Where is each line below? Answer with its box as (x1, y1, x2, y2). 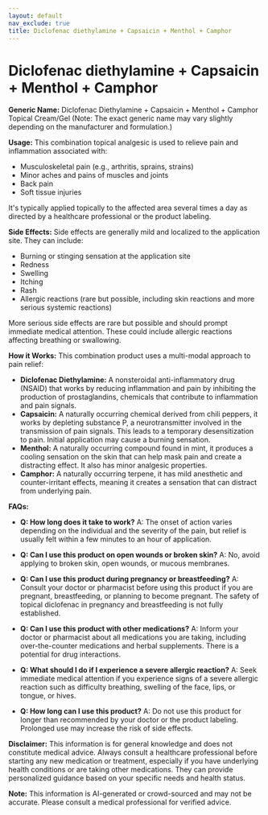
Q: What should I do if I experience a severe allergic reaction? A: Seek (19, 665, 258, 675)
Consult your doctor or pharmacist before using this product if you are (19, 582, 254, 592)
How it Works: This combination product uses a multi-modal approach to (8, 351, 251, 360)
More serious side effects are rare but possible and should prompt (8, 319, 228, 328)
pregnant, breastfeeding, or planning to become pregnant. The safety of (19, 591, 259, 601)
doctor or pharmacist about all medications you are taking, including (19, 632, 247, 642)
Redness (19, 260, 50, 270)
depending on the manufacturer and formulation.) (8, 122, 173, 132)
